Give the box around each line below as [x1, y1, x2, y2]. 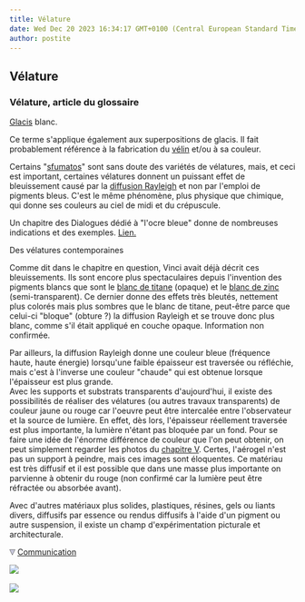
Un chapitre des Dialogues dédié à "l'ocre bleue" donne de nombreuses [9, 218, 279, 229]
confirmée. [9, 330, 51, 340]
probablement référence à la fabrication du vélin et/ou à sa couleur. [9, 143, 261, 154]
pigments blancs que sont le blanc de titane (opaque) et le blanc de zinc [9, 281, 280, 292]
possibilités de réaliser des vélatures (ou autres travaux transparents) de [9, 396, 280, 407]
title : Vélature [9, 15, 71, 24]
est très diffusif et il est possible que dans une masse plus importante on [9, 463, 281, 474]
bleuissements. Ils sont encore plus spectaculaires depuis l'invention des [9, 272, 282, 283]
